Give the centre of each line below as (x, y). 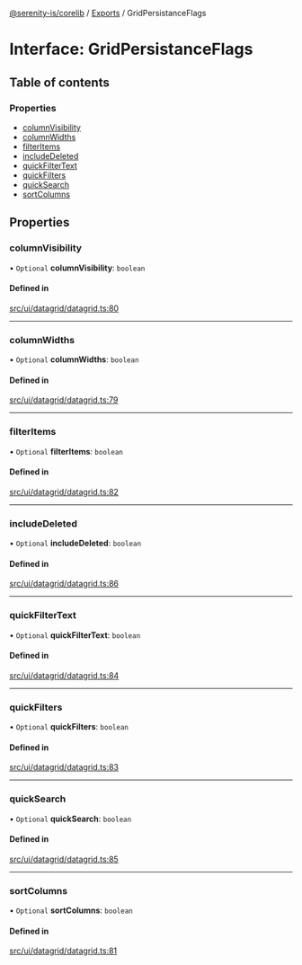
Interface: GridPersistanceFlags (131, 49)
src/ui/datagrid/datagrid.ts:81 (63, 951)
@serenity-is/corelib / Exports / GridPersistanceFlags (108, 13)
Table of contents (59, 82)
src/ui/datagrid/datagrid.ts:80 (64, 308)
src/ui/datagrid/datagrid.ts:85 (64, 859)
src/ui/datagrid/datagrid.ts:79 (64, 400)
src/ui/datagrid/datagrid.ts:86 (64, 584)
